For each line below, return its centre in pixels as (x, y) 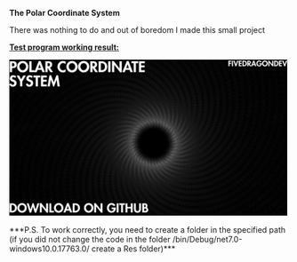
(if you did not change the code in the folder (90, 240)
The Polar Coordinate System (64, 13)
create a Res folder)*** (133, 249)
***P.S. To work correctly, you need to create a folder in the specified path (148, 230)
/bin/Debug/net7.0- (207, 240)
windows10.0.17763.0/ (49, 249)
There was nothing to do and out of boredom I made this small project (137, 30)
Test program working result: (64, 47)
